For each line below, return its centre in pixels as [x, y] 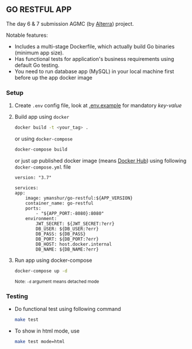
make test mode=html [40, 341]
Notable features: [27, 35]
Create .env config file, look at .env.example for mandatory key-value [98, 105]
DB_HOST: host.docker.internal [74, 244]
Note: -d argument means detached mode [57, 281]
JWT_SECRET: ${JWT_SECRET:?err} [75, 224]
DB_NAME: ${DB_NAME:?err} [67, 249]
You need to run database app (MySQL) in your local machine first [94, 71]
